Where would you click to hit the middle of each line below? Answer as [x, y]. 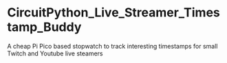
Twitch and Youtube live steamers [55, 53]
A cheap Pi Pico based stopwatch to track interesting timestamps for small [112, 46]
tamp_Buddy [44, 27]
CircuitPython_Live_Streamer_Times [113, 13]
